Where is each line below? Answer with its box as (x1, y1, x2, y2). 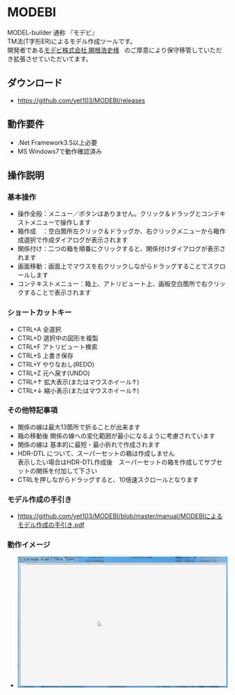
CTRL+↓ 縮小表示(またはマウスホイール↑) (17, 386, 140, 395)
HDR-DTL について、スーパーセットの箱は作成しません (17, 449, 175, 457)
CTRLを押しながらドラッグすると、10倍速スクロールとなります (17, 475, 199, 484)
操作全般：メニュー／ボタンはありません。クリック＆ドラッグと (17, 210, 201, 218)
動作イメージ (7, 540, 50, 550)
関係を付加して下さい (36, 466, 98, 475)
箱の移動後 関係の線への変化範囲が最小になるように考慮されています (17, 431, 215, 440)
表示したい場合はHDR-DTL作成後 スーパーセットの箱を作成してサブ (17, 457, 217, 466)
